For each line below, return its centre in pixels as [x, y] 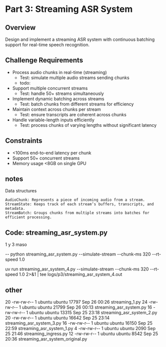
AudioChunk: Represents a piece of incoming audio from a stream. [75, 200]
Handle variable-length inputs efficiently [53, 120]
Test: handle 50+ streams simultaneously [62, 93]
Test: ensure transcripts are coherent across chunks [73, 114]
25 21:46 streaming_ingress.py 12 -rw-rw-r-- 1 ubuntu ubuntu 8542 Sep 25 [82, 334]
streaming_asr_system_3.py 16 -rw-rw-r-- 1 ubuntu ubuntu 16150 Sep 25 [79, 323]
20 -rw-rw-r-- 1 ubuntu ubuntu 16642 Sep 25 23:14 [57, 318]
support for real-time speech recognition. [47, 45]
